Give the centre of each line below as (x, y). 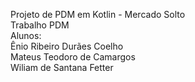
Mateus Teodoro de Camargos (73, 57)
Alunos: (26, 35)
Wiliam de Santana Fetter (62, 67)
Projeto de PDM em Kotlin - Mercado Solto (98, 14)
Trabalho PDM (40, 25)
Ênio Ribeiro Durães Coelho (67, 46)
